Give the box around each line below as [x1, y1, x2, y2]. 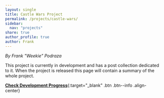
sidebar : [5, 21, 23, 26]
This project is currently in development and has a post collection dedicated [5, 62, 159, 68]
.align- [133, 82, 147, 88]
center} [5, 87, 21, 94]
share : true [5, 30, 30, 35]
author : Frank [5, 39, 34, 44]
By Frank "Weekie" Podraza [5, 53, 62, 59]
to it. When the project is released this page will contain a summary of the [5, 67, 155, 73]
